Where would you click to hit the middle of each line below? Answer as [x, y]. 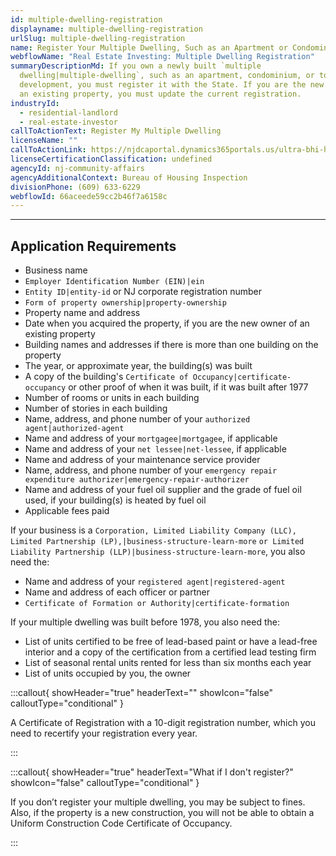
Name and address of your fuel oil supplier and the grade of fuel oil [163, 490]
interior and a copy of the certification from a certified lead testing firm [170, 652]
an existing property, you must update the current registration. [160, 94]
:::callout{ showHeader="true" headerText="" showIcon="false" [141, 693]
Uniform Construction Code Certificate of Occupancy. [121, 823]
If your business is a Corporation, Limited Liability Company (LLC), [153, 530]
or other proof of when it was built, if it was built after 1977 [188, 387]
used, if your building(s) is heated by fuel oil [115, 500]
